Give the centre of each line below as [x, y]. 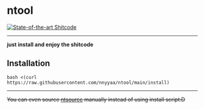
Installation [28, 64]
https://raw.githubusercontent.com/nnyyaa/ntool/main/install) [88, 83]
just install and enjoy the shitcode [50, 44]
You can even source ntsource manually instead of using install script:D [96, 99]
